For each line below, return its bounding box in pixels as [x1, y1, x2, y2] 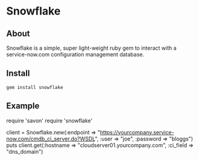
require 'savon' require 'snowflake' [6, 117, 93, 124]
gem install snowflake [6, 84, 63, 90]
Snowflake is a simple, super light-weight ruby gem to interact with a [6, 44, 177, 51]
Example [6, 101, 40, 111]
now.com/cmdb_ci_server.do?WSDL [6, 135, 95, 142]
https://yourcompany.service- [99, 128, 174, 136]
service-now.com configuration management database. [6, 51, 145, 58]
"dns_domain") [6, 148, 43, 155]
